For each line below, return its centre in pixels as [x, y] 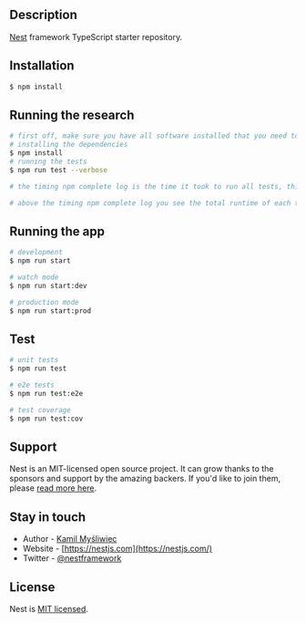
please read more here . [53, 488]
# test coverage [40, 410]
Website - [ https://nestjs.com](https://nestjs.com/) [117, 549]
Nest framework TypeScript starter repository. [96, 36]
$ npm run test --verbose [58, 170]
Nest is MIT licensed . [49, 609]
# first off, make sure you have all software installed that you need [148, 136]
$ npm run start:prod [51, 311]
